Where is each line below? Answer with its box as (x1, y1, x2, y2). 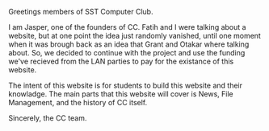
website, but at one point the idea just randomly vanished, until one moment (8, 31, 261, 40)
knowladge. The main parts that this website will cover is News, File (8, 89, 233, 99)
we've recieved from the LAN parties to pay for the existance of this (8, 56, 234, 66)
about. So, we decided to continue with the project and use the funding (8, 48, 246, 57)
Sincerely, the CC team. (8, 113, 87, 123)
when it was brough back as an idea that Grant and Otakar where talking (8, 39, 250, 49)
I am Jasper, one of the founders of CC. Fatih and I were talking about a (8, 23, 246, 31)
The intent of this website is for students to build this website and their (8, 80, 243, 90)
